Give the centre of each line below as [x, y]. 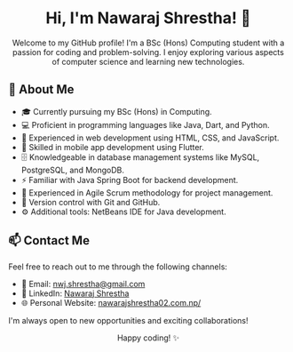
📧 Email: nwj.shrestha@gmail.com [83, 284]
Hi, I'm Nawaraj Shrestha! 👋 [148, 18]
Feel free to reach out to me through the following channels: [118, 267]
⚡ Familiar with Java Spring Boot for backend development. [130, 180]
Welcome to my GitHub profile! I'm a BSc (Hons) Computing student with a [148, 43]
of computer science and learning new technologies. [148, 61]
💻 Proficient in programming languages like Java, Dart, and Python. [145, 124]
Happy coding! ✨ [148, 338]
